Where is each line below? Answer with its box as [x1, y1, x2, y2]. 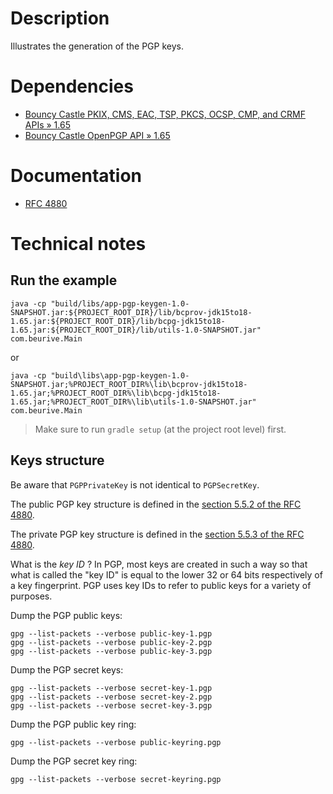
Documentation [10, 165, 143, 187]
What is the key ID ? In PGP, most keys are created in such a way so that [10, 558, 308, 570]
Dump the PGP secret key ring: [10, 755, 138, 767]
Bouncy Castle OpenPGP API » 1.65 [24, 129, 171, 141]
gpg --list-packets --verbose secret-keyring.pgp [10, 774, 222, 784]
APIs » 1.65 [24, 118, 71, 131]
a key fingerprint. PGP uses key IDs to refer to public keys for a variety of [10, 579, 312, 591]
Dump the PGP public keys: [10, 609, 123, 621]
